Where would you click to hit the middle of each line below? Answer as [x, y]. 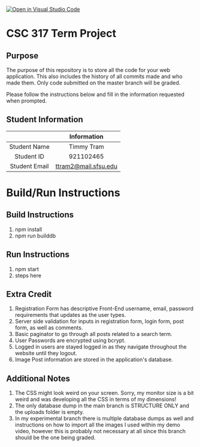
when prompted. [27, 101]
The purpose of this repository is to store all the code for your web [88, 70]
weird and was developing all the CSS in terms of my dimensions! [96, 400]
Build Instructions [40, 215]
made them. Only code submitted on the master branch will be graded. [93, 83]
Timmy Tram [86, 146]
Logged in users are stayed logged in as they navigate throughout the [101, 347]
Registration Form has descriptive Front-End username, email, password [104, 308]
